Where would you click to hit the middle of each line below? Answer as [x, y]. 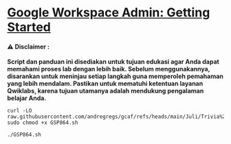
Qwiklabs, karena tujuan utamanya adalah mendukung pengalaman [106, 91]
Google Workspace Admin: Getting [109, 13]
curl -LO [20, 111]
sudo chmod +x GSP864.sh [43, 123]
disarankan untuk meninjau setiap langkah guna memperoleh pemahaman [115, 76]
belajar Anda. [27, 98]
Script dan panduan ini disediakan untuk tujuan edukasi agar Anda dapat [113, 62]
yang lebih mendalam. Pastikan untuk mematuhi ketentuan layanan [105, 84]
